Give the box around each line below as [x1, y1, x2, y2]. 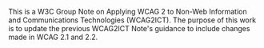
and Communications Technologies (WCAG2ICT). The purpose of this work [8, 15, 257, 25]
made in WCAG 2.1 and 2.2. [8, 32, 98, 42]
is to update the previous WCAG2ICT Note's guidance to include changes [8, 24, 250, 33]
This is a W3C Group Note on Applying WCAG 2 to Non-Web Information [8, 7, 247, 16]
